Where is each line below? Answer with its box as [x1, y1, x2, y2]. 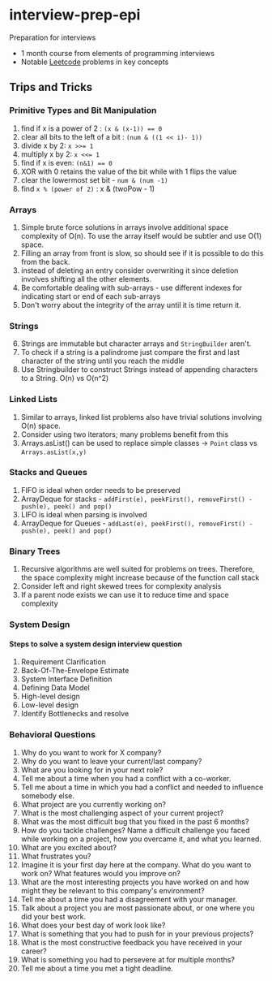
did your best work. [20, 911, 87, 921]
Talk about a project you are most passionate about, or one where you [20, 903, 256, 913]
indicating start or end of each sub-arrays [20, 291, 161, 301]
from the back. [20, 257, 70, 266]
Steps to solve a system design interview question [9, 639, 183, 649]
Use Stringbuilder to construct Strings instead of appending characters [20, 365, 258, 374]
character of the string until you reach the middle [20, 356, 185, 366]
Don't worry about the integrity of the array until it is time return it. [20, 300, 241, 309]
